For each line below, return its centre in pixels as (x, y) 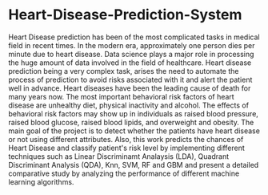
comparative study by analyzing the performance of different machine (124, 173)
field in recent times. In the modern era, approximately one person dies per (132, 45)
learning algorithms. (41, 181)
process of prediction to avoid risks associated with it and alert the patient (130, 79)
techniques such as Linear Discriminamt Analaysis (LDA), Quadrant (119, 156)
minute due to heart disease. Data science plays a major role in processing (131, 54)
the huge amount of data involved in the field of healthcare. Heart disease (130, 63)
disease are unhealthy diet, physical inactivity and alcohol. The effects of (129, 105)
